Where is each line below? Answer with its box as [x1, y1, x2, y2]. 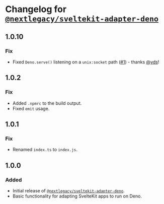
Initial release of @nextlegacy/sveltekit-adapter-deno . [12, 187, 125, 193]
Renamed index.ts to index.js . [12, 147, 78, 153]
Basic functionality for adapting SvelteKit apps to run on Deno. [12, 193, 142, 199]
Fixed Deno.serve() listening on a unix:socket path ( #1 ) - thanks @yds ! [12, 59, 159, 65]
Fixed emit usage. [12, 105, 50, 111]
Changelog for [5, 4, 67, 15]
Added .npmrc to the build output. [12, 100, 82, 106]
